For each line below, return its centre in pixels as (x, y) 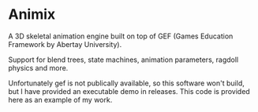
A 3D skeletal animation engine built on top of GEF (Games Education (121, 36)
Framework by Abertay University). (65, 44)
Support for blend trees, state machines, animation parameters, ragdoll (123, 60)
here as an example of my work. (60, 99)
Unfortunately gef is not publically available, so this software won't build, (126, 83)
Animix (32, 14)
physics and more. (38, 67)
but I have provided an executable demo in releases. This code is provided (129, 91)
